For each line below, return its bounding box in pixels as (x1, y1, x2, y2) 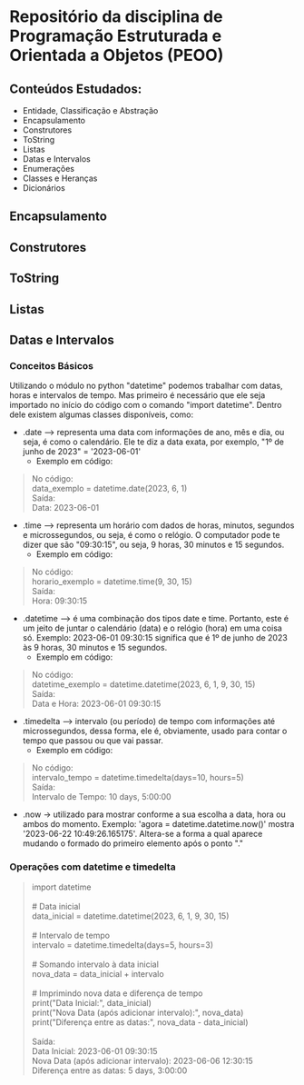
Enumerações (22, 164, 75, 174)
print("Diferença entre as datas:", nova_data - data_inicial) (31, 1016, 249, 1028)
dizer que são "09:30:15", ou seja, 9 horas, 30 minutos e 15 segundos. (22, 539, 285, 551)
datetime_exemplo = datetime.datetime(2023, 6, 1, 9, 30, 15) (31, 679, 256, 690)
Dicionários (22, 183, 65, 193)
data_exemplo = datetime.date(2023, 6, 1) (31, 483, 188, 494)
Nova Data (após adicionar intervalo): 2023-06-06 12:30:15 (31, 1055, 253, 1066)
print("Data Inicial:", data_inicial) (31, 997, 152, 1008)
